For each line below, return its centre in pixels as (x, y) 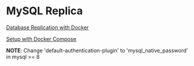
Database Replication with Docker (47, 27)
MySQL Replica (44, 11)
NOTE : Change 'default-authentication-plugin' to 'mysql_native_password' (97, 50)
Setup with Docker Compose (41, 39)
